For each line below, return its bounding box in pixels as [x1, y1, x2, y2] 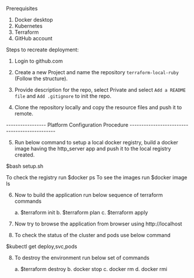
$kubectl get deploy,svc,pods [6, 243, 77, 250]
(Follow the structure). [14, 75, 68, 82]
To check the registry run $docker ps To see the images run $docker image [6, 174, 188, 180]
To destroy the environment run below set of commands [14, 254, 150, 261]
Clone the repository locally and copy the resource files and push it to [14, 104, 182, 110]
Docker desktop [14, 16, 54, 23]
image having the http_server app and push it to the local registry [14, 145, 171, 152]
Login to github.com [14, 58, 63, 64]
